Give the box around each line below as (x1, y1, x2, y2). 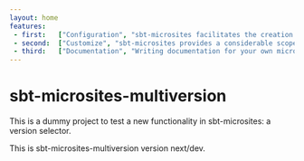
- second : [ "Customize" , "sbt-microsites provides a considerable (13, 38, 273, 48)
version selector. (9, 126, 71, 137)
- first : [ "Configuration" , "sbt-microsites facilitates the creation (13, 30, 294, 39)
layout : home (9, 13, 59, 23)
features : (9, 22, 47, 31)
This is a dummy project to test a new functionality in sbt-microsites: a (9, 116, 271, 127)
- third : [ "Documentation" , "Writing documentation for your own (13, 47, 273, 56)
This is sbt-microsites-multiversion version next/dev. (9, 143, 206, 154)
